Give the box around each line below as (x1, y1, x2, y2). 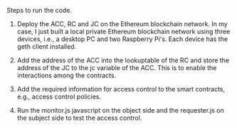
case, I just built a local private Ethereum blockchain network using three (16, 28, 231, 35)
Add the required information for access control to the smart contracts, (16, 85, 226, 93)
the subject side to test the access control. (16, 113, 142, 122)
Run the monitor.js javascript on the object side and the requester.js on (16, 106, 225, 114)
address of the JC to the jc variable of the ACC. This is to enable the (16, 64, 217, 72)
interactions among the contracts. (16, 71, 117, 79)
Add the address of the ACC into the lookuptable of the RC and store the (16, 56, 229, 64)
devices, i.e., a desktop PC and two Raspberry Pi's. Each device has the (16, 35, 228, 43)
